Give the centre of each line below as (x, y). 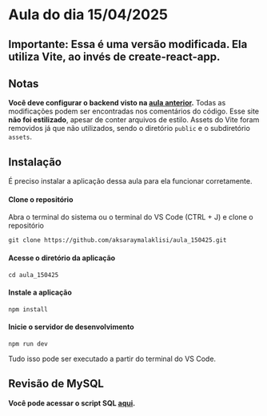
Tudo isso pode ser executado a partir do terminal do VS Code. (112, 359)
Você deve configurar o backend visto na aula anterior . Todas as (117, 103)
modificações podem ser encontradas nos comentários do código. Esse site (134, 111)
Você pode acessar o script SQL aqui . (72, 403)
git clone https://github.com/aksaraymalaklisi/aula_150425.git (118, 240)
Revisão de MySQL (56, 384)
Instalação (35, 162)
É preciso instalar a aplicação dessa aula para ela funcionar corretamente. (131, 181)
